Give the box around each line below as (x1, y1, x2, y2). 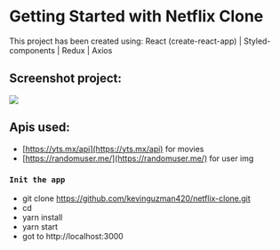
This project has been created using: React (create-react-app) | (9, 36, 243, 46)
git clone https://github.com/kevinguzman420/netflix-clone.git (21, 193, 251, 204)
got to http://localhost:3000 (21, 230, 124, 241)
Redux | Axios (61, 44, 113, 55)
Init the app (9, 175, 66, 185)
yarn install (21, 212, 63, 222)
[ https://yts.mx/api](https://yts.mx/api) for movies (21, 143, 204, 154)
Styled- (243, 36, 271, 46)
